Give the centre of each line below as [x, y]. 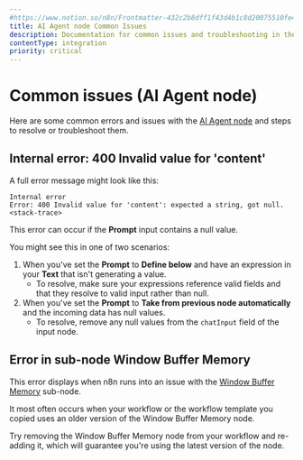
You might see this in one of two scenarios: [89, 247]
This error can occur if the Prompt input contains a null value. [124, 229]
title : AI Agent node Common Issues [78, 26]
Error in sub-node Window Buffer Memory [130, 360]
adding [23, 445]
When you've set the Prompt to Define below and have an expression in [156, 264]
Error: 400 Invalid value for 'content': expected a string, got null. [147, 205]
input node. [57, 331]
